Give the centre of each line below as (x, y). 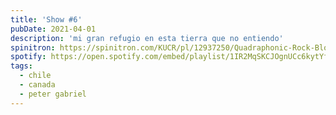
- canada (37, 85)
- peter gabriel (53, 94)
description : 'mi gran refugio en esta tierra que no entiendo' (147, 38)
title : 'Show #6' (46, 19)
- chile (35, 76)
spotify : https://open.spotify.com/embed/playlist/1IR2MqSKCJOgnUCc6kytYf (169, 57)
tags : (21, 66)
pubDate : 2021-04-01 (53, 29)
